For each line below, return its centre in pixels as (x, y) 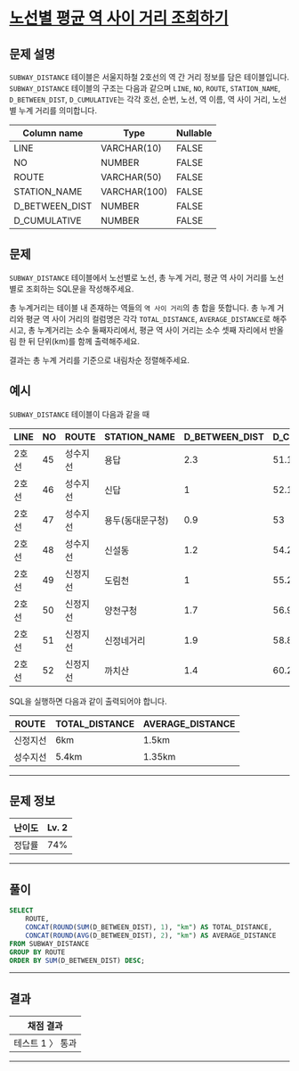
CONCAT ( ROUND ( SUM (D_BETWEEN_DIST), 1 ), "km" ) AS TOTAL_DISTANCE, (149, 927)
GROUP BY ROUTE (37, 952)
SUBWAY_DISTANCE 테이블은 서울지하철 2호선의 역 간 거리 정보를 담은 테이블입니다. (149, 77)
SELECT (21, 910)
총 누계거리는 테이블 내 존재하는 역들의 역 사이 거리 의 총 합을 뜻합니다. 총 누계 (142, 308)
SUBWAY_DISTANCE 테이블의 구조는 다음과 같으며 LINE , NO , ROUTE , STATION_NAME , (145, 88)
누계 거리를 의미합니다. (58, 111)
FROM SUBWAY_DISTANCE (49, 943)
